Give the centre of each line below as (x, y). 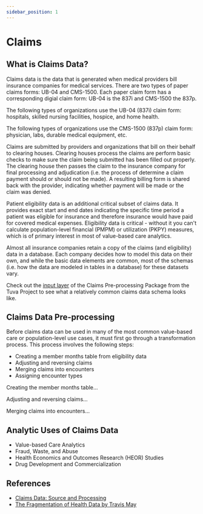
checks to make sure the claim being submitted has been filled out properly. (101, 159)
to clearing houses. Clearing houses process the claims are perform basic (98, 153)
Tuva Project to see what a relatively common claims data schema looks (96, 292)
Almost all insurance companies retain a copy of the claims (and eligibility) (99, 247)
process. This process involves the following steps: (70, 344)
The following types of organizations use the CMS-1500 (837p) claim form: (100, 128)
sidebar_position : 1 (32, 12)
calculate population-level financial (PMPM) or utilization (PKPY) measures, (100, 229)
